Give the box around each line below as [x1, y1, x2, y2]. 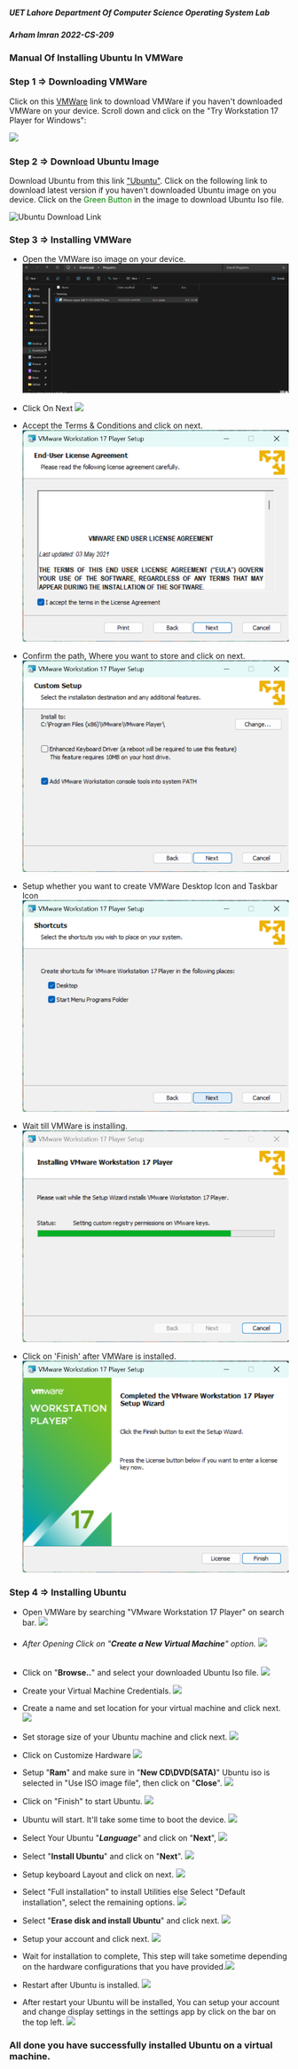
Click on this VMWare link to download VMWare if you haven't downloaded [9, 96, 283, 107]
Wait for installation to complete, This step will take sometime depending [21, 1950, 288, 1962]
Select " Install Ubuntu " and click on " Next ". [21, 1851, 184, 1861]
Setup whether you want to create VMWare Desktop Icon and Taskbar [21, 881, 278, 892]
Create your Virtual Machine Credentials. [21, 1685, 171, 1696]
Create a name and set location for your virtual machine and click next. [21, 1702, 281, 1713]
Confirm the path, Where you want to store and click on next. [21, 651, 246, 662]
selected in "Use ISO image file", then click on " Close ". [21, 1777, 223, 1788]
